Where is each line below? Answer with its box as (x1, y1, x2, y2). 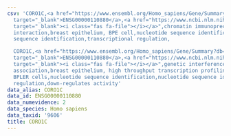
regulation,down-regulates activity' (13, 80, 122, 87)
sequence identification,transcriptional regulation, (13, 36, 170, 43)
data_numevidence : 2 (7, 99, 67, 106)
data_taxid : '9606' (7, 112, 63, 119)
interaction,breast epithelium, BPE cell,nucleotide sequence (13, 29, 195, 36)
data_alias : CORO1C (7, 87, 63, 93)
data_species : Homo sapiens (7, 106, 88, 113)
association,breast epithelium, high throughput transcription (13, 67, 198, 74)
